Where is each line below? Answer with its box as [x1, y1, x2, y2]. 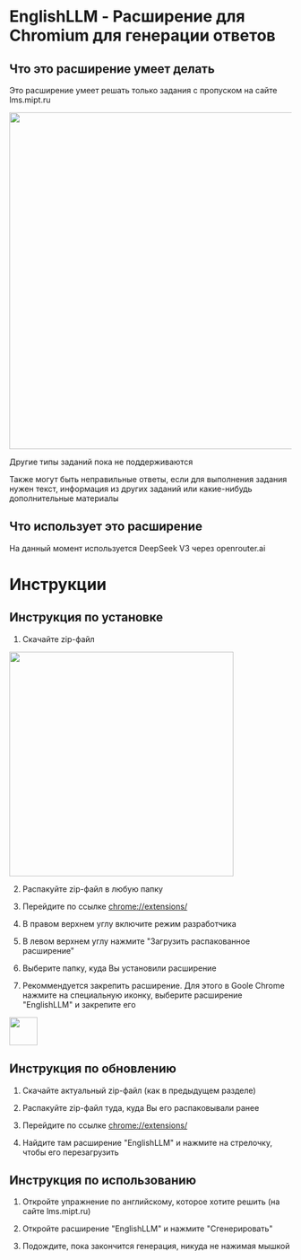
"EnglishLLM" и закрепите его [21, 999, 136, 1009]
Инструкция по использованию [9, 1173, 197, 1188]
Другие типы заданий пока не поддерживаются [9, 456, 193, 467]
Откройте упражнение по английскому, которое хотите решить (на [21, 1196, 280, 1207]
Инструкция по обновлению [9, 1062, 176, 1077]
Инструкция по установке [9, 610, 164, 625]
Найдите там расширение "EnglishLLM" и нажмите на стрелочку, [21, 1137, 273, 1148]
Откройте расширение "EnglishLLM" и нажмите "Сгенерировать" [21, 1223, 273, 1234]
